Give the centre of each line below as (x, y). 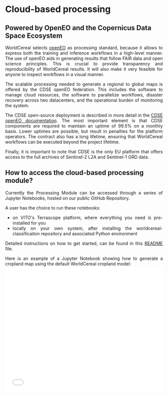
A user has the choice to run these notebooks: (53, 208)
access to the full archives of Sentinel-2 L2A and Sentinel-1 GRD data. (77, 157)
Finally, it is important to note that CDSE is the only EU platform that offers (84, 152)
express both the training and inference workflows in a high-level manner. (84, 53)
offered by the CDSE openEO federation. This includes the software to (84, 89)
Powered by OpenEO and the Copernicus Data (78, 28)
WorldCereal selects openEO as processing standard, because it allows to (84, 48)
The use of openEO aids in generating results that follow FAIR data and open (84, 58)
